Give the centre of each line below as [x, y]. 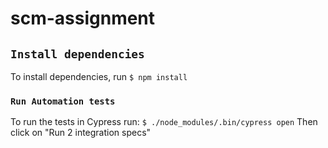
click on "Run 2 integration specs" [81, 133]
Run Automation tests [63, 101]
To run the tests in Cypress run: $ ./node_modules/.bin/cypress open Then [164, 122]
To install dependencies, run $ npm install [99, 76]
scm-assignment [83, 18]
